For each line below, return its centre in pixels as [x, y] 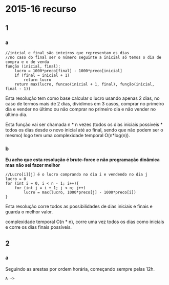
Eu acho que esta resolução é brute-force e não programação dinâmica [82, 160]
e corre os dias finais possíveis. [39, 227]
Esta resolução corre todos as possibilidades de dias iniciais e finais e [79, 206]
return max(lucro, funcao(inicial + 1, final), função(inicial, [84, 84]
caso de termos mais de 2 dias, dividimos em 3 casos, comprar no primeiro [85, 103]
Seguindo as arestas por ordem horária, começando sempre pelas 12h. [80, 269]
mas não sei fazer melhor [33, 165]
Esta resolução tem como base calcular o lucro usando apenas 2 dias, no [82, 98]
